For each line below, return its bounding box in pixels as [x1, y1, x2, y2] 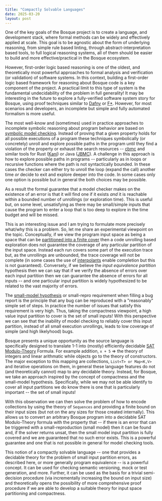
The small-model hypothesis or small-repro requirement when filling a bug [5, 293, 153, 298]
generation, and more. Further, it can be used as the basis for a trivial [5, 470, 143, 476]
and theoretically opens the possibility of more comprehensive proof [5, 480, 142, 486]
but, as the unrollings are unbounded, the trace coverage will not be [5, 252, 140, 258]
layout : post [5, 16, 31, 21]
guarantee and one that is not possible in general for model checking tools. [5, 440, 155, 446]
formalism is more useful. [5, 111, 56, 117]
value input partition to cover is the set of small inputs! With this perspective [5, 313, 157, 319]
